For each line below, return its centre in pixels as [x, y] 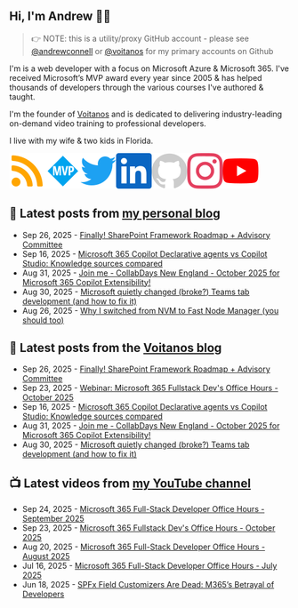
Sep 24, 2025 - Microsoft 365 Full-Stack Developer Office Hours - [143, 509]
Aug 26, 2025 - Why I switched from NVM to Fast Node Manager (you [150, 310]
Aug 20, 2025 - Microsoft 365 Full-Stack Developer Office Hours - [143, 547]
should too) [43, 320]
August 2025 [46, 556]
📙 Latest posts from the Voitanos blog [116, 348]
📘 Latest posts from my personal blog [115, 214]
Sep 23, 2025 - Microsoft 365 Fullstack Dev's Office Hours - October [149, 528]
